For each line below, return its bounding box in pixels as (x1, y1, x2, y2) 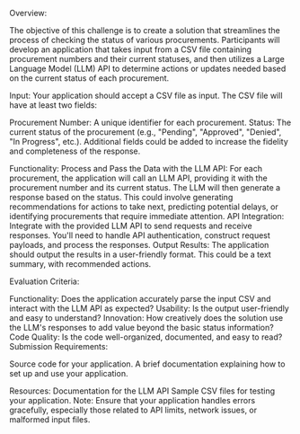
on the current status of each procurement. (9, 73, 170, 84)
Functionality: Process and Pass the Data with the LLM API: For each (9, 164, 263, 173)
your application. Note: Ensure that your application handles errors (9, 395, 256, 405)
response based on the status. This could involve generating (9, 192, 234, 202)
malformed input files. (9, 414, 91, 425)
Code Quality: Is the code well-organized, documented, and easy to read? (9, 332, 283, 342)
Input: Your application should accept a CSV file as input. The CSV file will (9, 90, 283, 101)
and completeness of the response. (9, 146, 141, 156)
